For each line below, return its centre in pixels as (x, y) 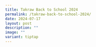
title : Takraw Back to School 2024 (42, 10)
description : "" (22, 28)
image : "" (15, 32)
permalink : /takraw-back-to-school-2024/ (48, 14)
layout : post (18, 23)
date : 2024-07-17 (23, 19)
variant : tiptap (22, 37)
